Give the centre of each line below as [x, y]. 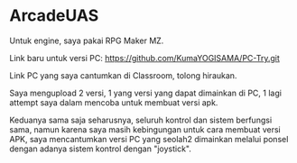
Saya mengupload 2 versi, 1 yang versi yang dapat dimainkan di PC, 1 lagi [146, 93]
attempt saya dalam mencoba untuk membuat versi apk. [114, 102]
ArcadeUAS [54, 16]
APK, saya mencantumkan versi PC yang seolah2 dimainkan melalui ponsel [149, 139]
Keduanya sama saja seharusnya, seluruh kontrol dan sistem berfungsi [141, 120]
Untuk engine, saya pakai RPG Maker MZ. [87, 41]
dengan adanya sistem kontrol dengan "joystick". [100, 149]
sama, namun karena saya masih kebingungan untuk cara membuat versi [145, 129]
